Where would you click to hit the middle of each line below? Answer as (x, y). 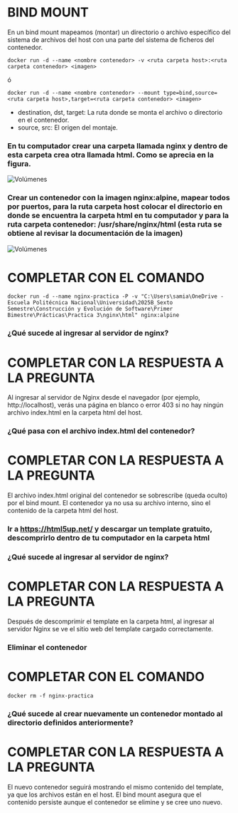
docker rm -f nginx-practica (50, 695)
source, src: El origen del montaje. (68, 127)
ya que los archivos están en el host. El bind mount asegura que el (104, 794)
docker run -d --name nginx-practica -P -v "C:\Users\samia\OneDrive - (115, 296)
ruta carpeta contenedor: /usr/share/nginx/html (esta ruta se (115, 224)
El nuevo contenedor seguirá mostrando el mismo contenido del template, (115, 787)
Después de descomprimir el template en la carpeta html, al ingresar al (111, 621)
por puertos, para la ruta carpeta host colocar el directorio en (115, 207)
